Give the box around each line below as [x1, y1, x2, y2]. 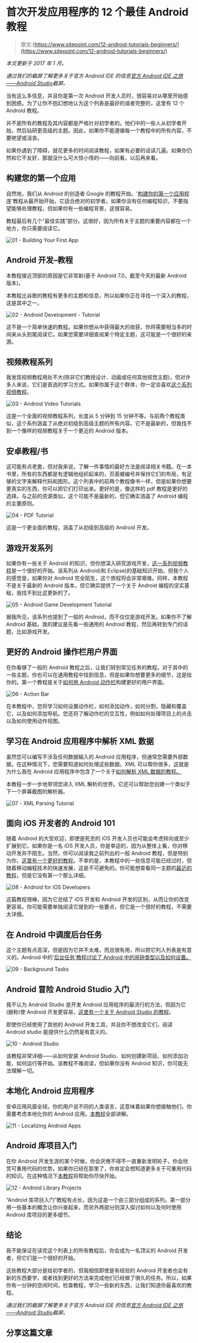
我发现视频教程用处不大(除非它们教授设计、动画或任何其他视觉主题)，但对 [6, 373, 186, 381]
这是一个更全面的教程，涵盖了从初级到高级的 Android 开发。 [6, 524, 152, 531]
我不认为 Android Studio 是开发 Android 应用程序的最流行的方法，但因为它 [6, 1001, 186, 1008]
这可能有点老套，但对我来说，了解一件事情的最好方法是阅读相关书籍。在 [6, 463, 181, 470]
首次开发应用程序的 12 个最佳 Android [6, 5, 189, 19]
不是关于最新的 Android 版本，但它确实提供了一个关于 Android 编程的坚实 [6, 582, 184, 588]
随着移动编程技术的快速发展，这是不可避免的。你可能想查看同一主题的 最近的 [6, 864, 192, 872]
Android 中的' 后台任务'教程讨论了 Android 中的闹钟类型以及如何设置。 [21, 954, 192, 961]
